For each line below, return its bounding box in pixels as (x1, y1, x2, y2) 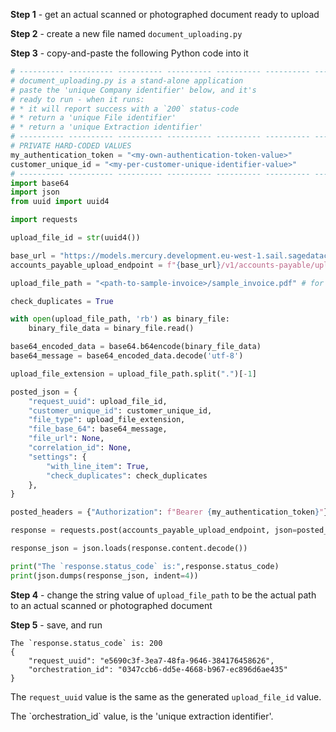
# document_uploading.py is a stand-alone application (10, 75, 244, 86)
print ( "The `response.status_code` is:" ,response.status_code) (10, 561, 280, 571)
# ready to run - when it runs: (10, 94, 145, 104)
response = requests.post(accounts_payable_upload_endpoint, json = (10, 525, 298, 536)
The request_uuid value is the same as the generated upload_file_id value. (10, 690, 322, 703)
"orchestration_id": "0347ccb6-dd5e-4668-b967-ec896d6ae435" (28, 664, 288, 674)
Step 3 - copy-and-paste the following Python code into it (10, 47, 249, 59)
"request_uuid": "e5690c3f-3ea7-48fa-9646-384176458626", (28, 655, 275, 666)
